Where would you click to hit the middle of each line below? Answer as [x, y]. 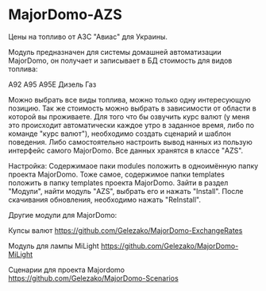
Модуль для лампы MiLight [54, 246]
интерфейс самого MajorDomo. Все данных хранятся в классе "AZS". [126, 150]
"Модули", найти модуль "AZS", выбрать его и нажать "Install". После [126, 191]
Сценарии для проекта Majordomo [67, 270]
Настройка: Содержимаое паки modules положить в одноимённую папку [133, 165]
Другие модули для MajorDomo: [63, 215]
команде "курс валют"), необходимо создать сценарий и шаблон [120, 134]
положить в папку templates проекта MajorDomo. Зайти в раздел [118, 182]
